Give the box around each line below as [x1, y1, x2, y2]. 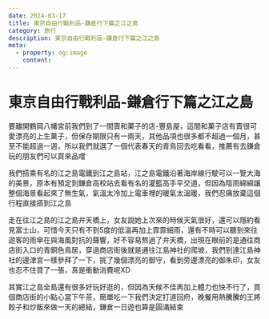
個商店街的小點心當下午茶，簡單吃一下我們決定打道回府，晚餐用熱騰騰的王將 [8, 292, 261, 301]
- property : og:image [15, 49, 88, 57]
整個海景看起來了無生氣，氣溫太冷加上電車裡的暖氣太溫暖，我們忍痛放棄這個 [8, 188, 261, 197]
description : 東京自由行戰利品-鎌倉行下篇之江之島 [8, 34, 160, 42]
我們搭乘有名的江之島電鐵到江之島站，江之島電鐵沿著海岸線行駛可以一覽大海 [8, 168, 261, 177]
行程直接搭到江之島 [8, 197, 72, 208]
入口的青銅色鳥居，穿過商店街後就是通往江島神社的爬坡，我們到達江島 [22, 245, 254, 254]
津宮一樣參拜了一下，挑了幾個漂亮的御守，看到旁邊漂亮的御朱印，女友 [29, 255, 261, 265]
